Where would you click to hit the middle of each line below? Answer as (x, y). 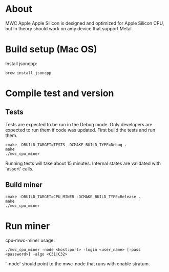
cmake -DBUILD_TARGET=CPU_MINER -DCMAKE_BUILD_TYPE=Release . (73, 197)
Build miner (24, 185)
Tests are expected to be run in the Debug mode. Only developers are (79, 124)
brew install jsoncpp (28, 73)
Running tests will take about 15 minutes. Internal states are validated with (83, 163)
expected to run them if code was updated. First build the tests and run (80, 130)
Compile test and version (60, 93)
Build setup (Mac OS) (51, 50)
